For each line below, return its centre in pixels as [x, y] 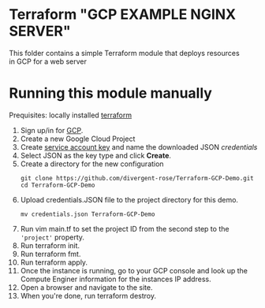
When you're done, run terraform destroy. [88, 295]
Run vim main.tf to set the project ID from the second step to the [125, 228]
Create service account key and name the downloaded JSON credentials [139, 147]
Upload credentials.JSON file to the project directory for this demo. [129, 199]
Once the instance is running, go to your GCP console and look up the [134, 270]
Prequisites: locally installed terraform [71, 115]
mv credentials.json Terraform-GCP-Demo [88, 214]
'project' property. [52, 237]
